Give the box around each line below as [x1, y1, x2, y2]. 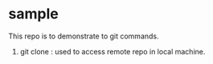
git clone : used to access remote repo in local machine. [19, 46, 206, 56]
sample [8, 5, 59, 23]
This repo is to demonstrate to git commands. [8, 31, 159, 41]
